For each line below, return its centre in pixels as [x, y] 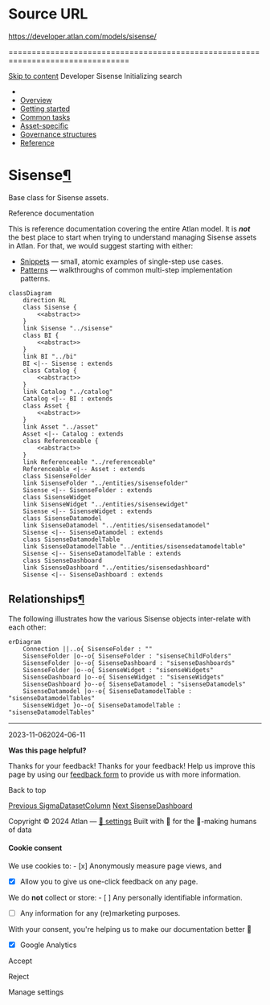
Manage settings [36, 992]
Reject [19, 977]
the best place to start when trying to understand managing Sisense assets [133, 237]
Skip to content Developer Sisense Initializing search [95, 76]
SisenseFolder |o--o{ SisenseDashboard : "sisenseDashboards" [129, 663]
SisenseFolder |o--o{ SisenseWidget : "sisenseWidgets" [119, 670]
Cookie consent [35, 848]
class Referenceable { [61, 441]
